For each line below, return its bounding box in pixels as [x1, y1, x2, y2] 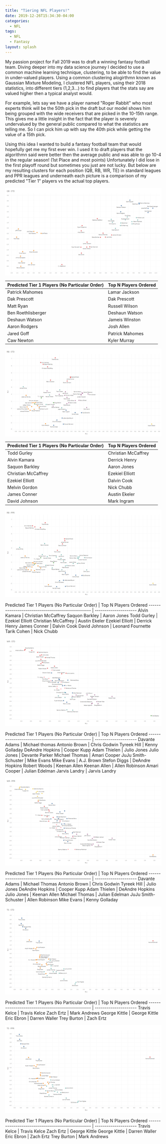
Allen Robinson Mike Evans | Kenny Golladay [27, 897, 118, 903]
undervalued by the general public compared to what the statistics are [5, 121, 149, 127]
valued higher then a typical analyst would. [5, 90, 93, 96]
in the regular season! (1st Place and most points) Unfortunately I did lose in [5, 156, 160, 163]
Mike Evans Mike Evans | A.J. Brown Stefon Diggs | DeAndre [27, 757, 151, 763]
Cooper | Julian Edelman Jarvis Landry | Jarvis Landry [5, 768, 116, 774]
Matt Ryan [7, 303, 28, 309]
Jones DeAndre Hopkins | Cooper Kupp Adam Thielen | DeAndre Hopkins [5, 886, 155, 892]
